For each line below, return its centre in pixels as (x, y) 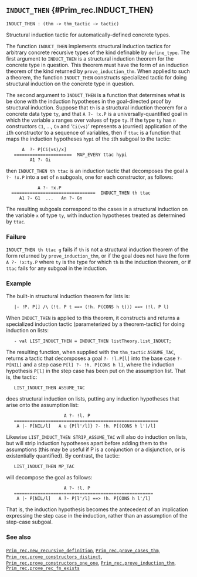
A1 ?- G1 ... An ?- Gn (51, 198)
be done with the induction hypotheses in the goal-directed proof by (89, 101)
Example (19, 284)
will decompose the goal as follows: (49, 478)
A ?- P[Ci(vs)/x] (44, 149)
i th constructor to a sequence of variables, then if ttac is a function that (93, 132)
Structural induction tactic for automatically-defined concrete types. (88, 35)
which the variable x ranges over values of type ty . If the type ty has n (91, 120)
